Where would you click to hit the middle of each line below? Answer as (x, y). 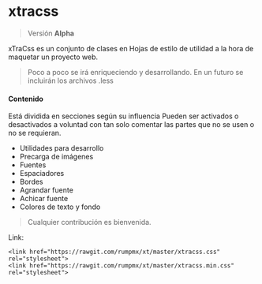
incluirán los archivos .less (71, 80)
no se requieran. (35, 133)
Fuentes (33, 165)
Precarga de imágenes (56, 157)
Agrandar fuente (46, 190)
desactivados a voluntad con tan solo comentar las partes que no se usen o (131, 125)
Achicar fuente (44, 199)
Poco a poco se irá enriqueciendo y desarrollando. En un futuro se (135, 72)
